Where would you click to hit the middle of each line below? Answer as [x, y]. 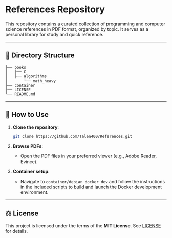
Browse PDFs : [28, 146]
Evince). [29, 162]
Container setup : [31, 172]
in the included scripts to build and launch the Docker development [91, 187]
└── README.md [20, 94]
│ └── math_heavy [31, 81]
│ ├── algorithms [26, 76]
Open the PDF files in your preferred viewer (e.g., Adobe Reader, [89, 156]
